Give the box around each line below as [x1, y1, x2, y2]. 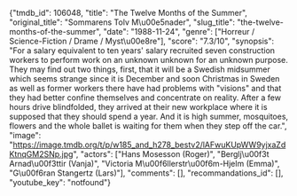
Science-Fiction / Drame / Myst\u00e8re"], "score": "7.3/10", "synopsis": [9, 35, 275, 46]
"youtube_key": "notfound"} [9, 177, 112, 187]
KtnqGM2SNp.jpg [9, 149, 74, 159]
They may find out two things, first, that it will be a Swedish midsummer [9, 64, 270, 74]
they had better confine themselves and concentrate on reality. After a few [9, 92, 282, 103]
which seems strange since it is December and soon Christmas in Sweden [9, 74, 280, 83]
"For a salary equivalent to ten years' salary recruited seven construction [9, 45, 276, 56]
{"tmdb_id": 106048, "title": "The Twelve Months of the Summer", [9, 8, 248, 18]
